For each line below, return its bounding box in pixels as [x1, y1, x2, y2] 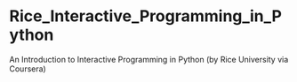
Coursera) [9, 63, 46, 74]
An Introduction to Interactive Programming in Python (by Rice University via [9, 54, 289, 64]
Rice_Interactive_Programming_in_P [9, 6, 283, 26]
